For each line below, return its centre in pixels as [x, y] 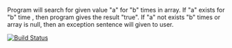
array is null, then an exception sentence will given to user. [90, 24]
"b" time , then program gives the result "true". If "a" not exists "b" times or [114, 17]
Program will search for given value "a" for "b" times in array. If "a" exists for [116, 10]
